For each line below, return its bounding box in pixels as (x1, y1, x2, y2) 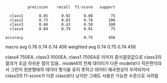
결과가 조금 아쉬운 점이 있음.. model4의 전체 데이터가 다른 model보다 (5, 60, 140, 66)
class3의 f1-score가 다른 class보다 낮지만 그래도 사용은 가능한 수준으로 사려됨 (5, 73, 159, 79)
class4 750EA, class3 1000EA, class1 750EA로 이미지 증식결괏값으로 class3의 (5, 54, 162, 60)
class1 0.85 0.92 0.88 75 (10, 13, 115, 18)
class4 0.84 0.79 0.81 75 (10, 26, 115, 31)
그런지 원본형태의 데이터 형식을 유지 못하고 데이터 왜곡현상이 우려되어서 (10, 67, 150, 72)
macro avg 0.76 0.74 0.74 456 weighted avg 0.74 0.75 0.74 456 (5, 44, 136, 50)
